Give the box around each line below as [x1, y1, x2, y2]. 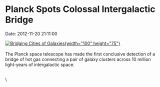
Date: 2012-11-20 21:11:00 [5, 30, 57, 36]
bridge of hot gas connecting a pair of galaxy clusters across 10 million [5, 56, 151, 62]
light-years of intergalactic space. [5, 61, 75, 67]
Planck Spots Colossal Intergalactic [5, 3, 156, 15]
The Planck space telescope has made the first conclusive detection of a [5, 51, 155, 57]
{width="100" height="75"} [64, 40, 120, 46]
